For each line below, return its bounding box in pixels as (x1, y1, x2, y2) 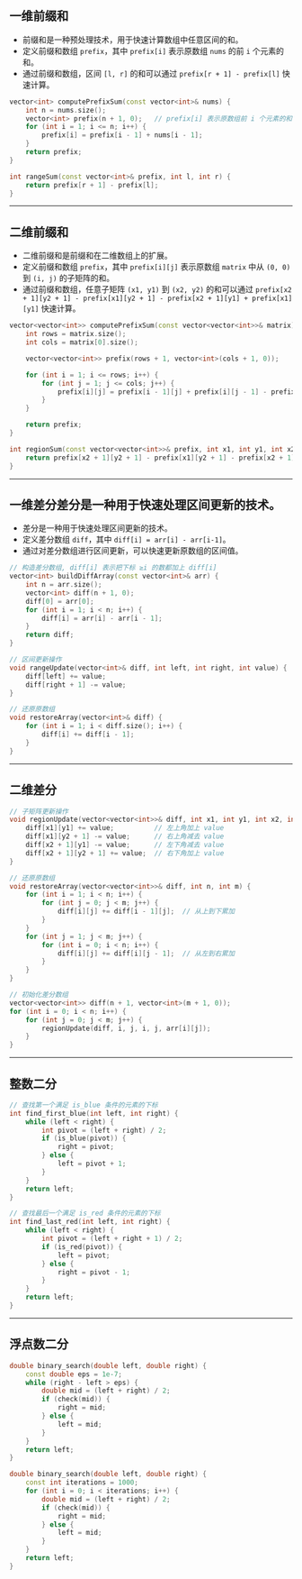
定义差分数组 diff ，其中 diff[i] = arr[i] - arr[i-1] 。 (22, 534, 231, 545)
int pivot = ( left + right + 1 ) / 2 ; (41, 1234, 183, 1244)
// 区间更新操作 (9, 655, 62, 664)
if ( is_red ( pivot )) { (41, 1242, 123, 1251)
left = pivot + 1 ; (57, 1159, 127, 1169)
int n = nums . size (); (25, 105, 106, 114)
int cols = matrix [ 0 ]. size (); (25, 338, 139, 347)
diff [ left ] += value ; (25, 671, 106, 680)
